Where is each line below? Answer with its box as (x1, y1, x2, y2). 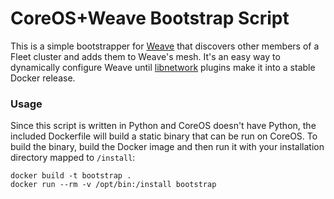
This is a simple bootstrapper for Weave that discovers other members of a (10, 40, 320, 52)
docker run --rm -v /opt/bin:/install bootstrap (10, 180, 217, 190)
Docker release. (10, 72, 76, 84)
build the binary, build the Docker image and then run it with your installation (10, 141, 325, 153)
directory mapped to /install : (10, 152, 136, 164)
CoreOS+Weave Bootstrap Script (10, 7, 290, 30)
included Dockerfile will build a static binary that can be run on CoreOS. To (10, 130, 318, 142)
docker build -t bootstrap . (10, 171, 132, 181)
